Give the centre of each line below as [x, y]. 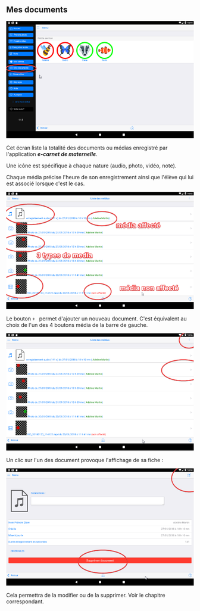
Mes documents [37, 10]
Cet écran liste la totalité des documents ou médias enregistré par [87, 148]
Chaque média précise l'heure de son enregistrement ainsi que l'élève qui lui [100, 177]
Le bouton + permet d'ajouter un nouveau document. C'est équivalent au [96, 319]
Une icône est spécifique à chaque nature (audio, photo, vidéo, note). [91, 166]
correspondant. [25, 601]
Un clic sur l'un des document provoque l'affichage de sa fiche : [85, 460]
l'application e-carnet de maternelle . [52, 154]
